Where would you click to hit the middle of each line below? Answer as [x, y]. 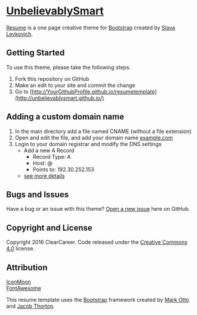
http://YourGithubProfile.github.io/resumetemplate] [94, 92]
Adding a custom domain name [65, 117]
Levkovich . [19, 34]
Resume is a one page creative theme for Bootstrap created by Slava [91, 28]
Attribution [27, 267]
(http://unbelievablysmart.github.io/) [59, 98]
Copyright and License [49, 228]
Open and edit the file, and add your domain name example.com [94, 137]
